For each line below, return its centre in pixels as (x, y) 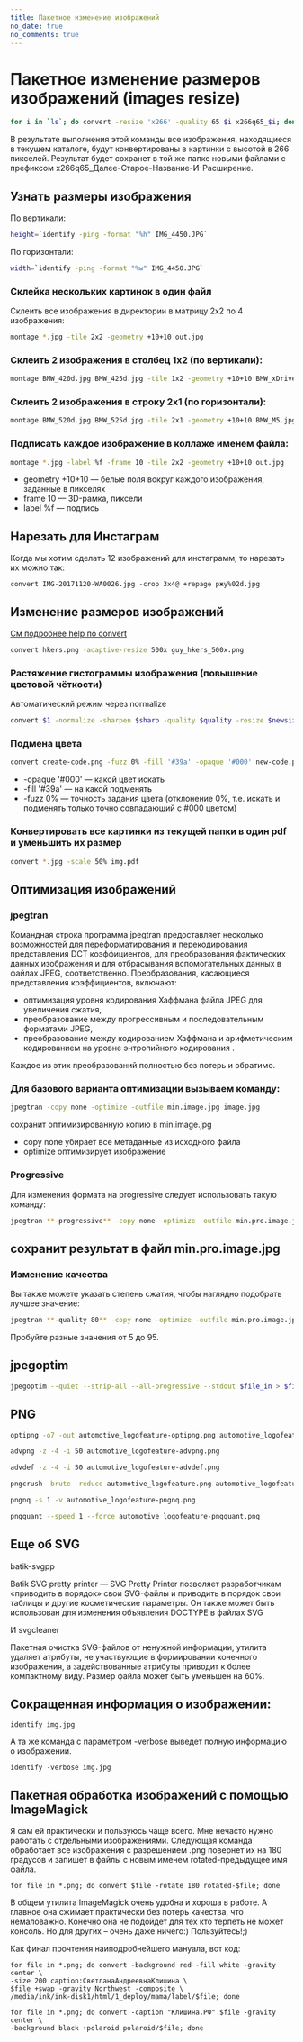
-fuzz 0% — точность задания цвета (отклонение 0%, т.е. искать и (151, 799)
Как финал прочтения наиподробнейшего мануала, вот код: (125, 1949)
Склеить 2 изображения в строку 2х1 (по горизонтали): (138, 402)
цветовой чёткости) (56, 684)
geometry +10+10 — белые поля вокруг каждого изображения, (143, 479)
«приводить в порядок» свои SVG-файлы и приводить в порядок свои (146, 1593)
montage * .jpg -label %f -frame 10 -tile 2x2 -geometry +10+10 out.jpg (147, 462)
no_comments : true (45, 34)
